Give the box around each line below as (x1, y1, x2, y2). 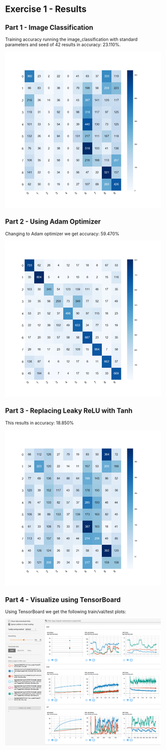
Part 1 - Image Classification (5, 23, 93, 32)
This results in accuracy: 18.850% (5, 420, 74, 426)
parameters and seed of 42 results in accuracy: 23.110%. (5, 42, 121, 48)
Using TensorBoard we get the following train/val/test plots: (5, 609, 126, 615)
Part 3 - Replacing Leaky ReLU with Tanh (5, 407, 133, 415)
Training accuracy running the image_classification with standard (5, 36, 138, 42)
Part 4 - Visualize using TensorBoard (5, 596, 121, 604)
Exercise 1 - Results (5, 3, 87, 15)
